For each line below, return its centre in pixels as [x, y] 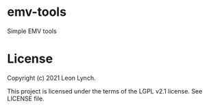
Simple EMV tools [32, 31]
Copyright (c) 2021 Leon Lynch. [51, 78]
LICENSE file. [26, 98]
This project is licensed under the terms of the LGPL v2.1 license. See [105, 91]
